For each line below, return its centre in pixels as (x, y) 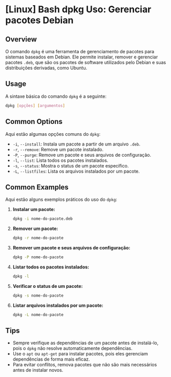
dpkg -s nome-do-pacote (38, 296)
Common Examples (37, 187)
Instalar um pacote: (34, 210)
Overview (21, 39)
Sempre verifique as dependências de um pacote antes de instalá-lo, (85, 343)
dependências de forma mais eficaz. (51, 359)
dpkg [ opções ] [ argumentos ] (35, 106)
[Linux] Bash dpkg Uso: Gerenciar (78, 9)
